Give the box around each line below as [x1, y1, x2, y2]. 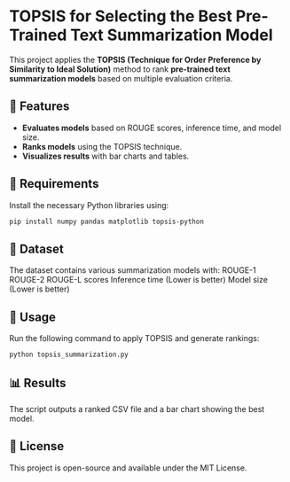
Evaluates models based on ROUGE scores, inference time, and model [21, 122, 282, 133]
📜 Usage [9, 309, 56, 324]
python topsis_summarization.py [9, 350, 129, 360]
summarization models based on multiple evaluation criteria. [9, 73, 233, 83]
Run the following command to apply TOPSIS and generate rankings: [9, 333, 260, 344]
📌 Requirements [9, 176, 99, 191]
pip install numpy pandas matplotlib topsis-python [9, 217, 204, 226]
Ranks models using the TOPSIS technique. [21, 141, 183, 152]
